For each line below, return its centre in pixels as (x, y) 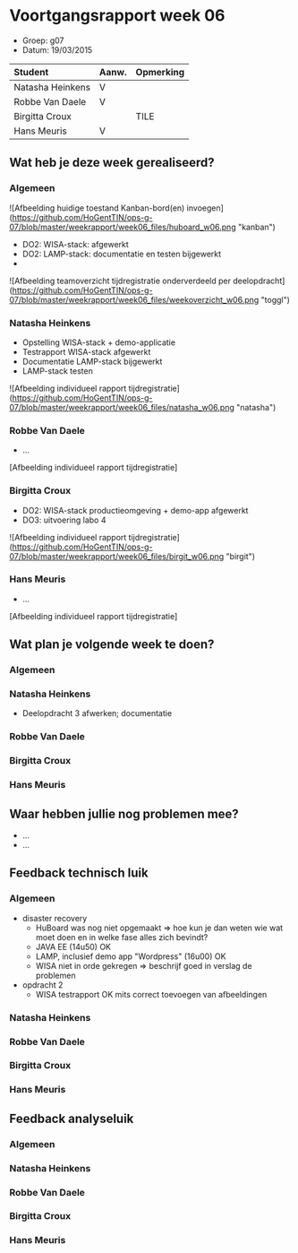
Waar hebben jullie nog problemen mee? (124, 813)
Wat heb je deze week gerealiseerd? (112, 163)
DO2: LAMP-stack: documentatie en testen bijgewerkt (122, 254)
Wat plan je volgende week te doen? (112, 645)
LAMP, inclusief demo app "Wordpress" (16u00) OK (131, 956)
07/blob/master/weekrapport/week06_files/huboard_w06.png (123, 227)
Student (31, 72)
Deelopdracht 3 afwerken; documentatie (97, 713)
